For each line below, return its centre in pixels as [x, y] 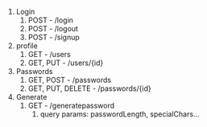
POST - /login [51, 20]
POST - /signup [54, 37]
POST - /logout [53, 29]
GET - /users [49, 54]
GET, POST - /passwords [69, 80]
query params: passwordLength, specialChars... [120, 114]
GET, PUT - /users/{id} [66, 63]
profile [27, 46]
